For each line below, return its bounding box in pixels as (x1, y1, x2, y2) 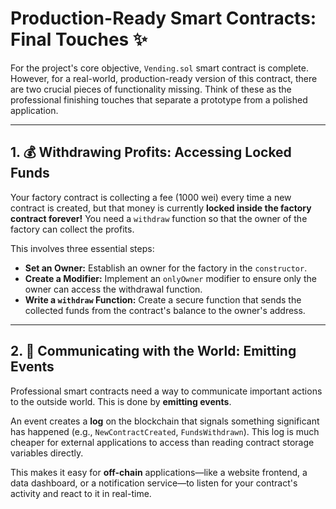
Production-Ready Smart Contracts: (10, 7, 317, 30)
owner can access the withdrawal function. (24, 283, 203, 295)
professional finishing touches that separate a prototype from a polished (10, 93, 308, 106)
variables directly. (10, 447, 84, 459)
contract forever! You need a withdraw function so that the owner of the (10, 212, 308, 224)
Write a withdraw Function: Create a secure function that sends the (24, 293, 302, 306)
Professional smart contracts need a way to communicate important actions (10, 385, 323, 397)
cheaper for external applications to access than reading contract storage (10, 436, 315, 448)
